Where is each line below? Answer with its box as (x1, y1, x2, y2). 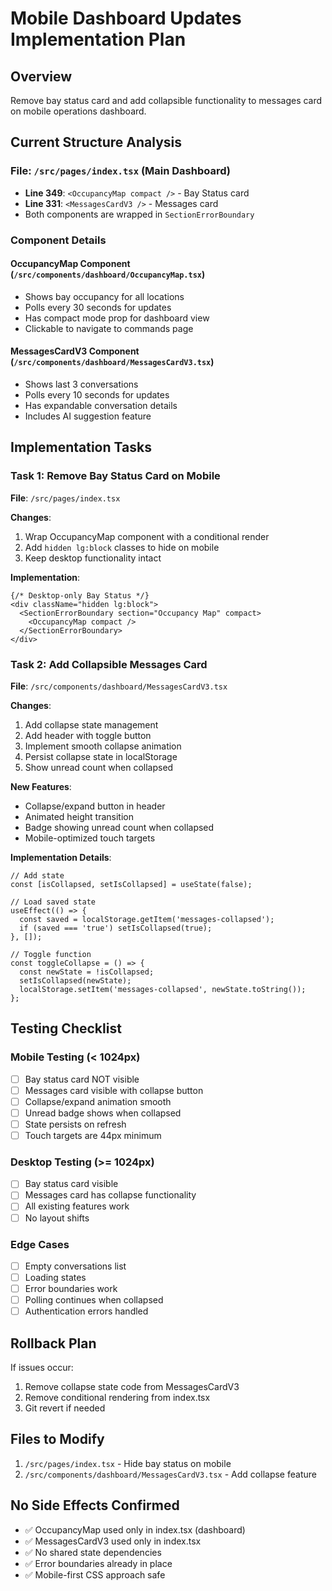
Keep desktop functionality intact (24, 552, 162, 564)
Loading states (24, 1271, 87, 1283)
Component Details (10, 233, 107, 247)
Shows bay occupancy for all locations (24, 290, 185, 302)
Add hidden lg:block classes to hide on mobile (24, 541, 220, 553)
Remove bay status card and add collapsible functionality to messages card (10, 95, 323, 106)
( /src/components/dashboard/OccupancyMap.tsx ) (10, 268, 206, 281)
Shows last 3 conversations (24, 378, 139, 391)
